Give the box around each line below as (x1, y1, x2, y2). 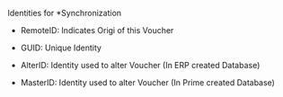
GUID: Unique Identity (20, 42, 102, 53)
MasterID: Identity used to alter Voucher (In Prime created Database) (20, 77, 275, 88)
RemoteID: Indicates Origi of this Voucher (20, 25, 174, 35)
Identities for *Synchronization (7, 8, 122, 18)
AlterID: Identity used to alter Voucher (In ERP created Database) (20, 60, 261, 70)
